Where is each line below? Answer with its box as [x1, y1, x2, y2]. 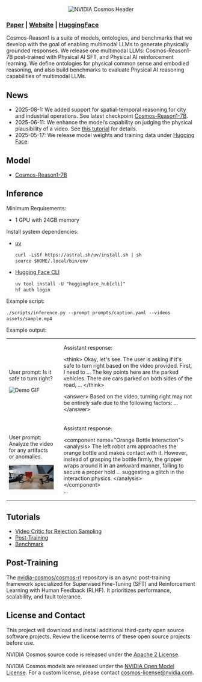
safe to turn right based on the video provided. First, [63, 362, 192, 370]
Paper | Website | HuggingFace [6, 20, 99, 29]
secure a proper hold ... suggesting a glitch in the [63, 468, 185, 475]
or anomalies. [8, 452, 43, 460]
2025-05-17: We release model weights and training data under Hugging [14, 132, 195, 139]
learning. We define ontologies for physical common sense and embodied [6, 60, 189, 67]
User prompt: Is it [8, 368, 52, 376]
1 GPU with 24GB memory [14, 216, 80, 224]
